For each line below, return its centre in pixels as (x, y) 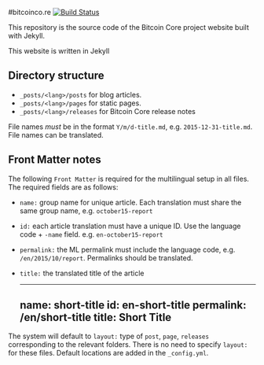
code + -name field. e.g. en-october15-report (91, 234)
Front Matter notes (55, 160)
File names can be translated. (56, 135)
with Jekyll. (27, 36)
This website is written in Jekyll (59, 51)
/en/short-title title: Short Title (95, 317)
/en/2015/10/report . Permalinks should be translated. (106, 258)
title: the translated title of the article (82, 273)
